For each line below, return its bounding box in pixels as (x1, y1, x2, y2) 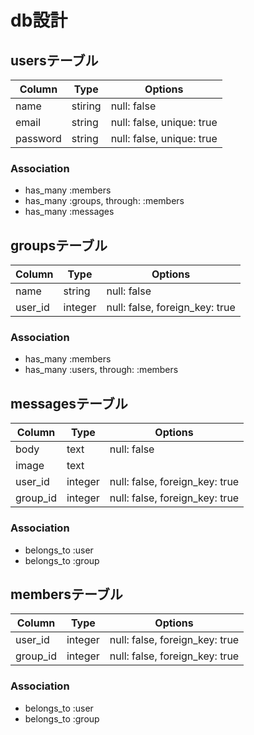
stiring (71, 99, 102, 113)
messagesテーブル (10, 395, 128, 412)
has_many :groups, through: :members (24, 195, 185, 207)
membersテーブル (10, 586, 123, 603)
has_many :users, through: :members (24, 364, 179, 376)
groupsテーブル (10, 237, 108, 254)
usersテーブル (10, 52, 99, 69)
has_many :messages (24, 206, 115, 218)
